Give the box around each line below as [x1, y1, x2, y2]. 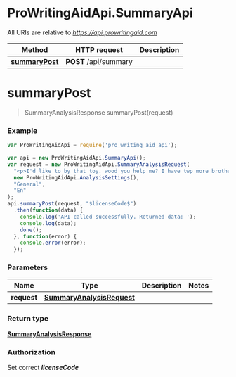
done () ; [20, 226, 42, 234]
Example [7, 125, 38, 135]
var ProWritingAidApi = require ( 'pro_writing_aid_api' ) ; [7, 142, 178, 149]
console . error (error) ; [20, 239, 86, 247]
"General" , [13, 181, 46, 188]
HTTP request [74, 44, 123, 54]
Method [21, 44, 48, 54]
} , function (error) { [13, 233, 77, 240]
